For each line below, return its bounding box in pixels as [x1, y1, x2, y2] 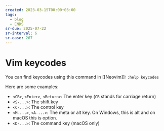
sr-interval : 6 [5, 31, 37, 36]
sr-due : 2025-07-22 [5, 26, 47, 31]
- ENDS [10, 21, 24, 27]
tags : [5, 12, 17, 17]
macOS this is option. [12, 114, 57, 121]
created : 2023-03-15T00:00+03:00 [5, 7, 76, 13]
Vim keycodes [5, 57, 67, 69]
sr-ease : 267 [5, 36, 33, 41]
